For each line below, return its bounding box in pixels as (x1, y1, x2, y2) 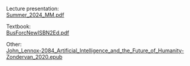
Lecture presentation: (6, 5, 59, 12)
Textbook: (6, 23, 31, 30)
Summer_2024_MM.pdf (6, 11, 65, 18)
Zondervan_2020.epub (6, 54, 63, 60)
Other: (6, 41, 22, 48)
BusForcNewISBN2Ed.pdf (6, 29, 70, 36)
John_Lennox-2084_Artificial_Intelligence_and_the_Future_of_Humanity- (6, 47, 184, 54)
